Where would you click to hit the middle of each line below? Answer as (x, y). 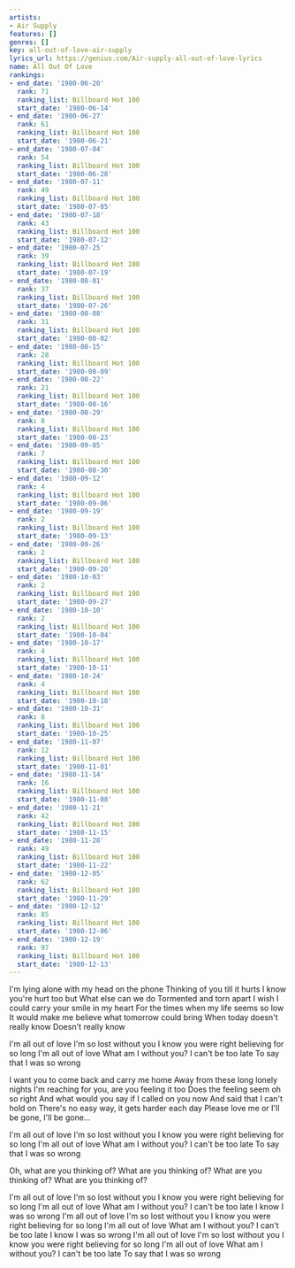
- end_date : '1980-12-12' (57, 907)
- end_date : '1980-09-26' (57, 544)
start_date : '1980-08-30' (65, 470)
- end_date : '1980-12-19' (57, 939)
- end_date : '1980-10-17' (57, 643)
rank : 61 (33, 125)
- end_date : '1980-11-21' (57, 808)
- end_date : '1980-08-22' (57, 380)
